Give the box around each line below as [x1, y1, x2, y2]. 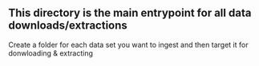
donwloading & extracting [8, 48, 94, 58]
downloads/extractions [8, 19, 128, 33]
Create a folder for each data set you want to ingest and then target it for [8, 40, 249, 49]
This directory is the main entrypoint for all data [8, 6, 252, 20]
